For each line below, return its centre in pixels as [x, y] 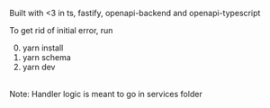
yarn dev [39, 67]
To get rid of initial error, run [61, 30]
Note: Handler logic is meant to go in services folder [106, 94]
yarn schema [47, 57]
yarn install [43, 48]
